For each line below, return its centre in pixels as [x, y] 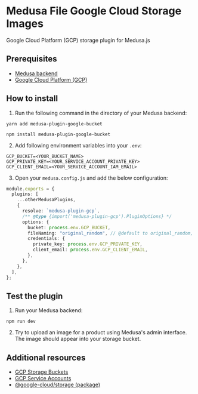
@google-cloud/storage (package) [57, 385]
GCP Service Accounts [43, 378]
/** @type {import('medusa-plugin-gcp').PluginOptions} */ [97, 216]
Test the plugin [35, 296]
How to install [32, 99]
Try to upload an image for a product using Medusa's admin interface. [101, 333]
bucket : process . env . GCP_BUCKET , [69, 227]
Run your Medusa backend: [49, 310]
